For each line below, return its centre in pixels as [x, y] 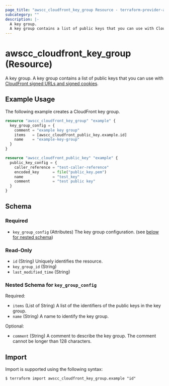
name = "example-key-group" [47, 140]
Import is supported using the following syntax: [54, 369]
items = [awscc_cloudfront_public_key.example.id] [71, 135]
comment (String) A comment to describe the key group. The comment [84, 336]
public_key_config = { [33, 163]
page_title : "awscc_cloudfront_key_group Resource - [62, 10]
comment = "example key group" [47, 130]
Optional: [15, 326]
